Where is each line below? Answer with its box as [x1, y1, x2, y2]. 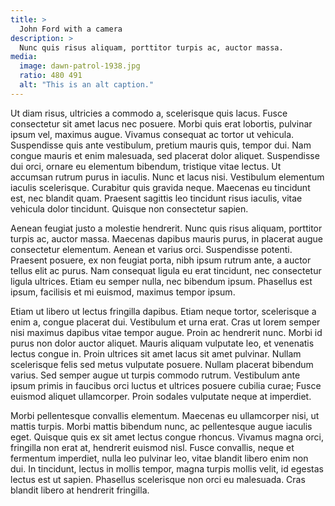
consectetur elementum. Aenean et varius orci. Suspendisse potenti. [10, 243, 293, 255]
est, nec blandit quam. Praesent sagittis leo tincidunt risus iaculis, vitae [10, 192, 303, 204]
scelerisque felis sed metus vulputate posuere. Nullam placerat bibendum [10, 358, 314, 370]
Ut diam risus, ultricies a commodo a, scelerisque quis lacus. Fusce [10, 107, 288, 119]
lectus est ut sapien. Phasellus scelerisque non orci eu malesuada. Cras [10, 473, 306, 485]
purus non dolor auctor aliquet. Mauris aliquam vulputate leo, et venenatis [10, 337, 315, 349]
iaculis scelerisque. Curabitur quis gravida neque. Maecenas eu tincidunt [10, 181, 311, 193]
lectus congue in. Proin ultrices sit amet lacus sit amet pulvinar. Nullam [10, 347, 302, 360]
